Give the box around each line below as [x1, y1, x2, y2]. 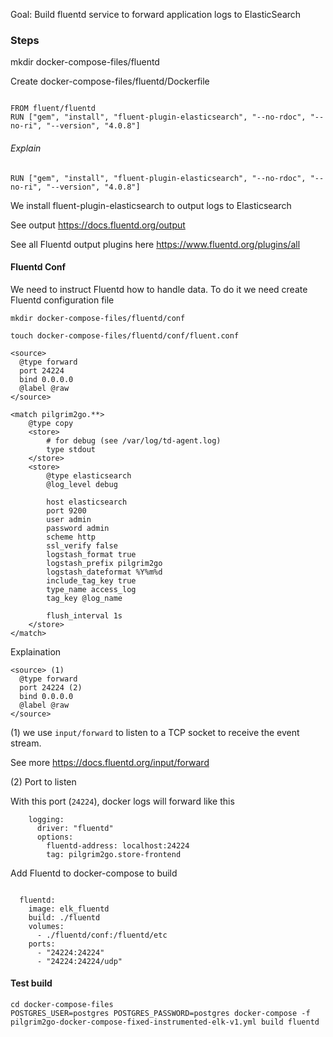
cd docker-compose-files [10, 999, 114, 1009]
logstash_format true [46, 549, 137, 559]
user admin [46, 514, 92, 524]
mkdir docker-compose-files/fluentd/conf [10, 313, 186, 323]
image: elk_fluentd [28, 904, 110, 914]
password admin [46, 523, 110, 533]
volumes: [28, 921, 65, 931]
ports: [28, 939, 56, 949]
